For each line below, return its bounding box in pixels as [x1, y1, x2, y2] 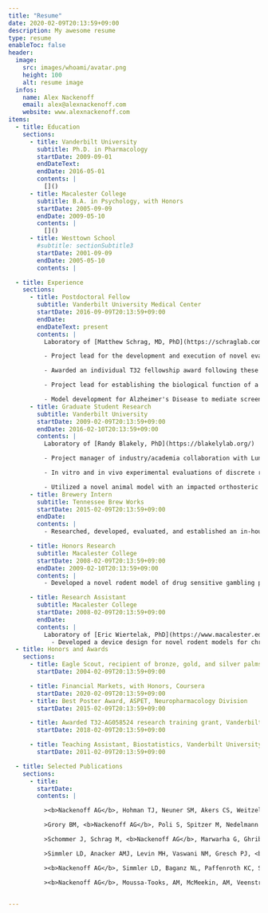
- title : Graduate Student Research [29, 402, 152, 411]
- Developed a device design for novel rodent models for [50, 638, 248, 646]
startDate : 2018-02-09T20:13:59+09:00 [37, 726, 166, 734]
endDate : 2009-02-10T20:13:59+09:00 [37, 564, 159, 572]
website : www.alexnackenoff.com [22, 109, 130, 117]
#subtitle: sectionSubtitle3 [37, 242, 134, 250]
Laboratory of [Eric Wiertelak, [43, 630, 152, 638]
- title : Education [15, 123, 81, 131]
